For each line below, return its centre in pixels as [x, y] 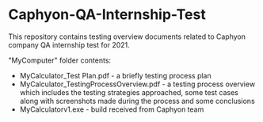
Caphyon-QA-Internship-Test [107, 15]
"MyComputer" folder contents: [60, 60]
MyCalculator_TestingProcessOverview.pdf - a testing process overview [137, 84]
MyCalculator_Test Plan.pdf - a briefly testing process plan [115, 75]
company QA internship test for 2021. [69, 44]
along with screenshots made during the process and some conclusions [137, 101]
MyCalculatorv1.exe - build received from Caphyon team [112, 109]
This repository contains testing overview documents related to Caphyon [127, 36]
